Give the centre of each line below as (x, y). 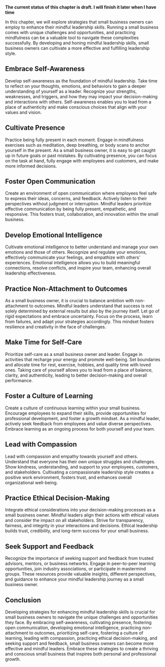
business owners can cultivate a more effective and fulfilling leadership (77, 48)
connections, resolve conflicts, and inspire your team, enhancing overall (78, 268)
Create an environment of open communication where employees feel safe (81, 193)
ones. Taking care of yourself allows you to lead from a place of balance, (79, 370)
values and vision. (23, 112)
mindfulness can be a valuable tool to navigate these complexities (72, 38)
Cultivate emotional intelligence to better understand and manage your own (82, 247)
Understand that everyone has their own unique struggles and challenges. (80, 462)
